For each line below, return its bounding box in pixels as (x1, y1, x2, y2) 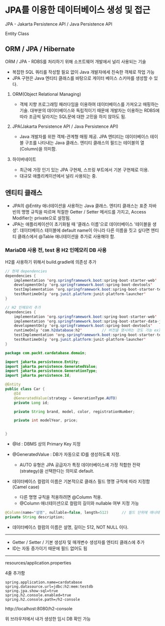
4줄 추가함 (5, 570, 26, 576)
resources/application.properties (5, 560, 72, 566)
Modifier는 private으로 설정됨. (12, 215, 71, 221)
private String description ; (5, 514, 65, 519)
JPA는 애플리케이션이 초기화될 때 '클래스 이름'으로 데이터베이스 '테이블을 (12, 221, 151, 227)
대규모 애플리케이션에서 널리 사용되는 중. (19, 173, 97, 179)
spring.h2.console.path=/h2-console (5, 597, 80, 602)
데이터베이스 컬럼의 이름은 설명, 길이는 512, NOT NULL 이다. (12, 524, 129, 530)
